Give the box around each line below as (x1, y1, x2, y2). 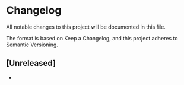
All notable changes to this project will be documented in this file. (6, 23, 166, 30)
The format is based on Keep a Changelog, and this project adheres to (6, 34, 178, 42)
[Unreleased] (6, 58, 56, 68)
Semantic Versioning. (6, 41, 58, 48)
